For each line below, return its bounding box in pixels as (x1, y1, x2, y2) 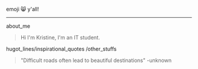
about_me (6, 22, 31, 29)
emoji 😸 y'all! (6, 6, 39, 12)
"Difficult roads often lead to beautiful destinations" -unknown (20, 57, 172, 64)
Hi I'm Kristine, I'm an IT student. (20, 34, 100, 41)
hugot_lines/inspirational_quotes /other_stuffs (6, 45, 117, 52)
